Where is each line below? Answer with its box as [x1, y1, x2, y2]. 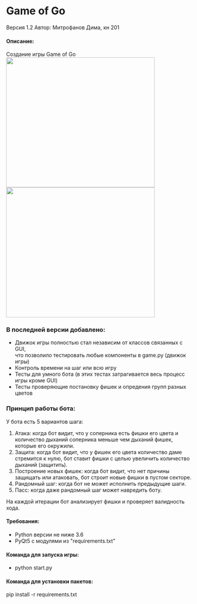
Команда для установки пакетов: [6, 578, 94, 585]
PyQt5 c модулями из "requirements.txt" [14, 537, 116, 545]
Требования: [6, 518, 40, 525]
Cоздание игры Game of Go [6, 51, 76, 58]
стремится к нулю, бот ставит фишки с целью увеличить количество [14, 455, 190, 462]
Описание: [6, 37, 34, 45]
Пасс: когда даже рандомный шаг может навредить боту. [14, 486, 162, 493]
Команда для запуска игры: [6, 551, 79, 558]
